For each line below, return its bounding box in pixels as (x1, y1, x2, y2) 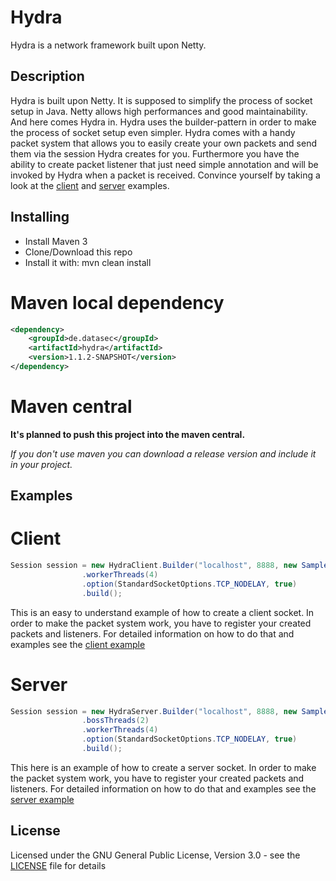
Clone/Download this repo (24, 246, 133, 258)
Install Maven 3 (24, 235, 88, 247)
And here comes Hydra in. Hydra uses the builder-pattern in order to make (10, 116, 317, 128)
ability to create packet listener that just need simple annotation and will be (10, 158, 319, 170)
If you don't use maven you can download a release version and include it (10, 447, 317, 460)
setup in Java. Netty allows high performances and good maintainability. (10, 105, 308, 117)
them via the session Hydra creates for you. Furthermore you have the (10, 147, 300, 160)
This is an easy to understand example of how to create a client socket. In (10, 606, 315, 618)
